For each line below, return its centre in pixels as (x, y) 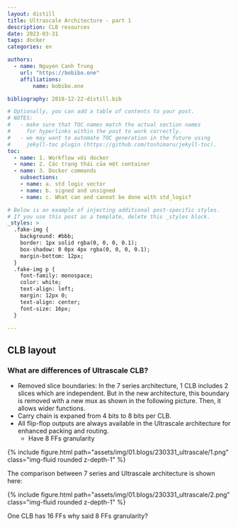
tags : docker (27, 40)
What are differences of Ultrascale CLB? (78, 370)
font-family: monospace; (57, 276)
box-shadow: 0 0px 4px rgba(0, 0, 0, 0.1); (85, 249)
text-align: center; (50, 302)
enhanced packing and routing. (63, 431)
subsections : (39, 178)
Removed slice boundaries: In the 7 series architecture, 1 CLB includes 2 (123, 386)
